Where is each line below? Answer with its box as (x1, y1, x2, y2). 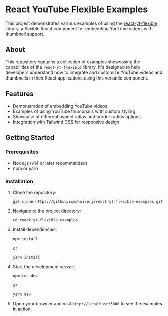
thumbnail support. (5, 31, 45, 37)
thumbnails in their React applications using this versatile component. (5, 74, 149, 81)
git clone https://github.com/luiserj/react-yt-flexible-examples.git (12, 199, 163, 204)
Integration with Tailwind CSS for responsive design (12, 119, 119, 125)
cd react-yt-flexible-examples (12, 217, 78, 222)
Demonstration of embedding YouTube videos (12, 103, 108, 109)
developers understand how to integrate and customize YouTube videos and (5, 69, 163, 75)
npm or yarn (12, 165, 38, 172)
